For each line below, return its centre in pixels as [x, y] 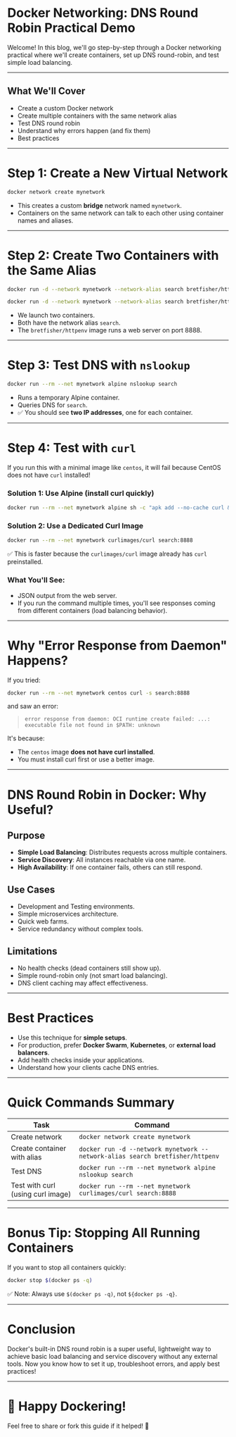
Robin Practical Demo [71, 28]
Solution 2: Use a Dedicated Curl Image [76, 526]
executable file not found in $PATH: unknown [92, 726]
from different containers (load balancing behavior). [92, 610]
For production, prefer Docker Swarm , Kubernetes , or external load [117, 1045]
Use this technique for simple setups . [72, 1038]
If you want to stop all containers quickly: [67, 1267]
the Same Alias [52, 270]
